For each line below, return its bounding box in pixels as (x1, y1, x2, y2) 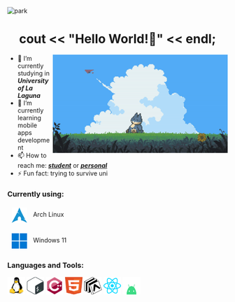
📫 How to (17, 151, 47, 159)
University (17, 76, 49, 85)
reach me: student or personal (17, 161, 108, 169)
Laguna (17, 91, 41, 99)
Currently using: (7, 189, 64, 199)
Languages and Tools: (7, 261, 84, 271)
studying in (17, 69, 50, 77)
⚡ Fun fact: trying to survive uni (17, 168, 108, 178)
